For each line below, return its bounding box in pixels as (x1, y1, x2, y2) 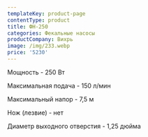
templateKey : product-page (7, 10, 86, 17)
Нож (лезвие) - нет (7, 108, 64, 117)
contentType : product (7, 17, 71, 24)
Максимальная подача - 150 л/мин (7, 81, 111, 90)
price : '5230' (7, 49, 49, 56)
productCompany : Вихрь (7, 36, 73, 43)
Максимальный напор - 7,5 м (7, 95, 94, 103)
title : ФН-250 (7, 23, 49, 30)
